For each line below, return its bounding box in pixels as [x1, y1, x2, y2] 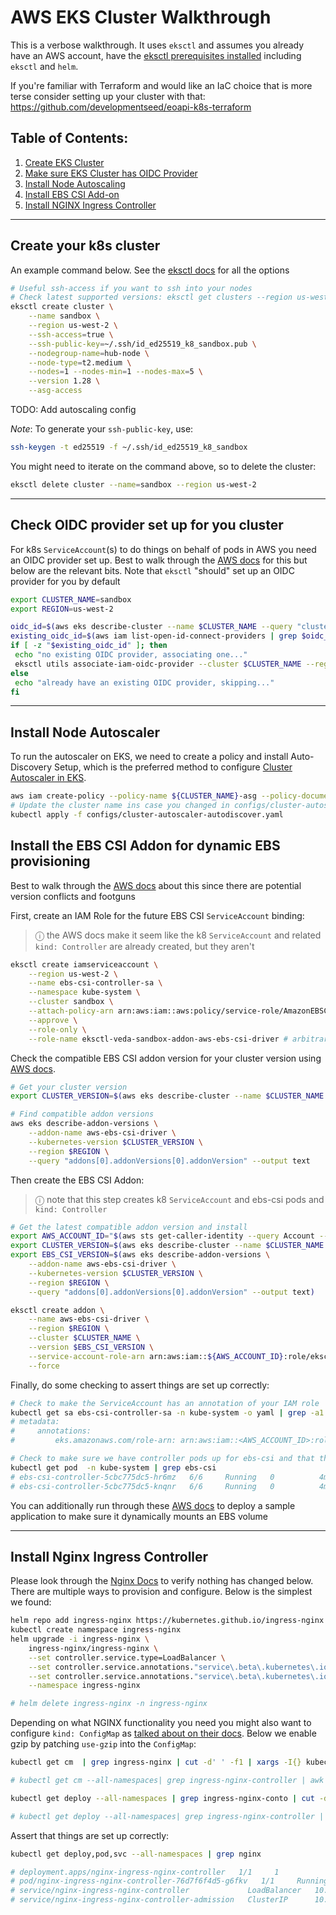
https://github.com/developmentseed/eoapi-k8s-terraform [10, 101, 252, 113]
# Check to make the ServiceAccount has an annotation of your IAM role [10, 1398, 320, 1408]
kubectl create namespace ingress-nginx [10, 1625, 182, 1635]
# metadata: [10, 1417, 60, 1427]
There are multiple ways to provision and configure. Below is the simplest [10, 1586, 313, 1598]
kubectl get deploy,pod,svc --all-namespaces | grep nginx [10, 1849, 262, 1859]
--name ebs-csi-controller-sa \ [28, 978, 163, 988]
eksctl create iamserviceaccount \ [10, 959, 159, 970]
